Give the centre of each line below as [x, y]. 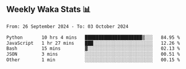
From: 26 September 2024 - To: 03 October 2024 [68, 26]
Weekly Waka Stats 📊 [48, 9]
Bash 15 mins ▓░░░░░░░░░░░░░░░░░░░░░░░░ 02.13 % [93, 49]
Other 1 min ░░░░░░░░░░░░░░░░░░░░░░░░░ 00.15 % [93, 60]
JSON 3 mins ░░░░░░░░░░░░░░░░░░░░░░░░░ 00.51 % [93, 54]
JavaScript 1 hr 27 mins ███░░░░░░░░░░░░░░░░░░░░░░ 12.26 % [93, 43]
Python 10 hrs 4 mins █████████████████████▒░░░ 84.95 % [93, 38]
